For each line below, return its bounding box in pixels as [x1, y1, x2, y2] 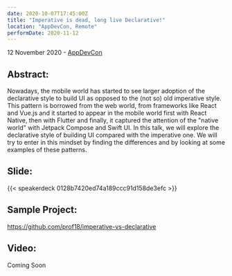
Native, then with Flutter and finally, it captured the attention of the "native [7, 116, 219, 125]
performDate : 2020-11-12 [7, 29, 79, 37]
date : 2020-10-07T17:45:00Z [7, 10, 89, 17]
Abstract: [7, 68, 49, 80]
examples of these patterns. [7, 146, 88, 154]
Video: [7, 243, 37, 255]
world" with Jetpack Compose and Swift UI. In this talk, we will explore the [7, 124, 220, 132]
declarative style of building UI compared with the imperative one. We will [7, 131, 217, 139]
